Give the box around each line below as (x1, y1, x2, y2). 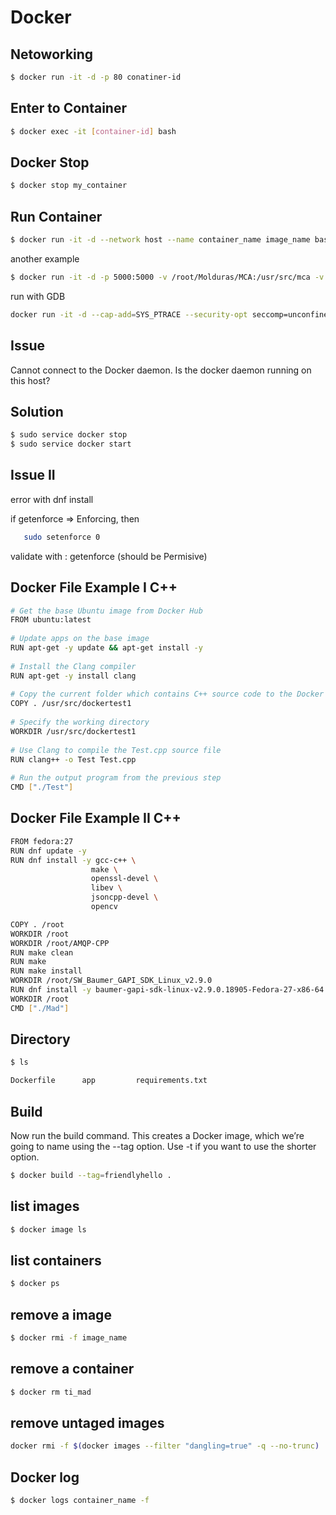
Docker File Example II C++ (10, 810, 182, 827)
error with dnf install (10, 493, 94, 505)
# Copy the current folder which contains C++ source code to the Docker (10, 689, 325, 700)
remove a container (10, 1361, 135, 1378)
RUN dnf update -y (10, 846, 87, 856)
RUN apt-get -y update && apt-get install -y (10, 643, 203, 653)
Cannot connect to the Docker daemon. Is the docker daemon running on (10, 364, 312, 376)
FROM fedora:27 (10, 836, 74, 846)
